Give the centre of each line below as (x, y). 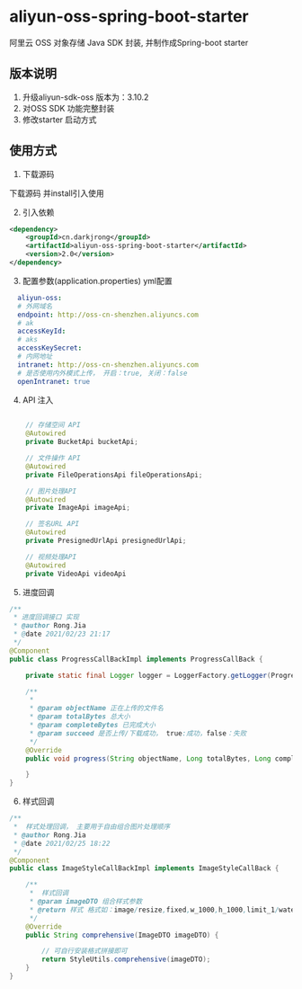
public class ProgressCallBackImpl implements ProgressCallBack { (136, 659)
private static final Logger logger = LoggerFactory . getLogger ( (148, 675)
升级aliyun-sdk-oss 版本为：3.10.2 (85, 97)
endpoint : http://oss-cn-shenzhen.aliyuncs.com (108, 315)
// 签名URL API (53, 524)
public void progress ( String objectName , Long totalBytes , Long (148, 758)
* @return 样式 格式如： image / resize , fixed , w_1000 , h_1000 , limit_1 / (154, 910)
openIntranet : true (54, 381)
